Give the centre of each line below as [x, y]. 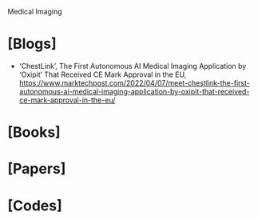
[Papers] [37, 169]
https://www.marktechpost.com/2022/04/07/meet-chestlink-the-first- [135, 82]
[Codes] [35, 205]
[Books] [34, 132]
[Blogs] [32, 44]
